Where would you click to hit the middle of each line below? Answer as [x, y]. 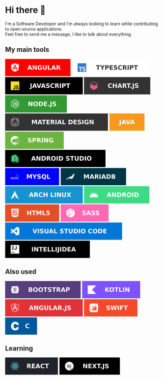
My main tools [27, 50]
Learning [19, 348]
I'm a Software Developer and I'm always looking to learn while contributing [81, 24]
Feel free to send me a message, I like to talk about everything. [69, 34]
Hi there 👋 [25, 10]
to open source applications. [34, 29]
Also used [21, 272]
